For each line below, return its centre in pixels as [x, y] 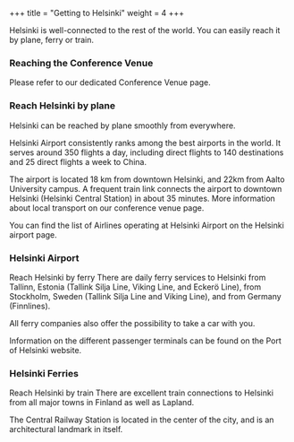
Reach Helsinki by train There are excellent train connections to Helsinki [142, 393]
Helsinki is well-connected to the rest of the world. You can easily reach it [145, 30]
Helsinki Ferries [44, 373]
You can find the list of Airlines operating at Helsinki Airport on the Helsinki [147, 225]
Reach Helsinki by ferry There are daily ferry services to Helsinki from [138, 277]
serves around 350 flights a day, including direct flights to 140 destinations [147, 152]
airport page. [34, 234]
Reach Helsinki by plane [63, 106]
